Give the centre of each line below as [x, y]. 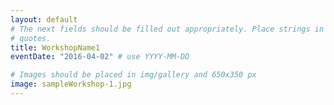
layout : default [44, 19]
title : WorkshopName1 [55, 47]
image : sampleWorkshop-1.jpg [71, 84]
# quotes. [31, 38]
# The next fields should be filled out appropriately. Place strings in [167, 29]
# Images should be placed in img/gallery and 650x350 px [133, 75]
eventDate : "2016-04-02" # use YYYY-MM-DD [100, 57]
